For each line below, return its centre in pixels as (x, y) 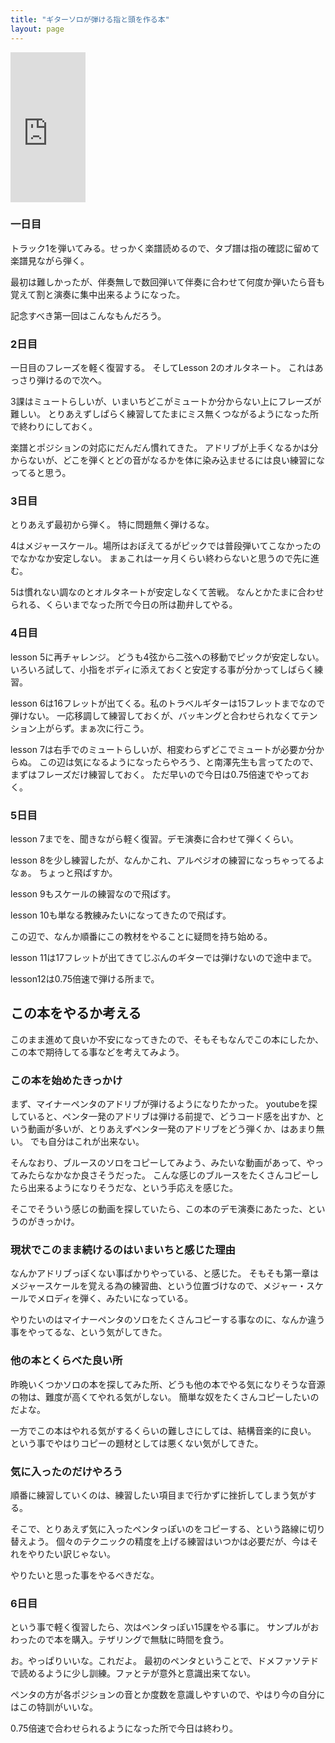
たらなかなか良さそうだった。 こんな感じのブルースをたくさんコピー (169, 1175)
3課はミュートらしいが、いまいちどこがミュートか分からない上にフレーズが (166, 402)
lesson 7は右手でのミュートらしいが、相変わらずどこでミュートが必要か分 (163, 749)
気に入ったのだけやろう (66, 1471)
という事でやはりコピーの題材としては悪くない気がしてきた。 (137, 1443)
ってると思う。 (41, 473)
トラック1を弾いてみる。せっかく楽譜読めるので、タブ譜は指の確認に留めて (165, 248)
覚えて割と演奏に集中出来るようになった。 (98, 294)
